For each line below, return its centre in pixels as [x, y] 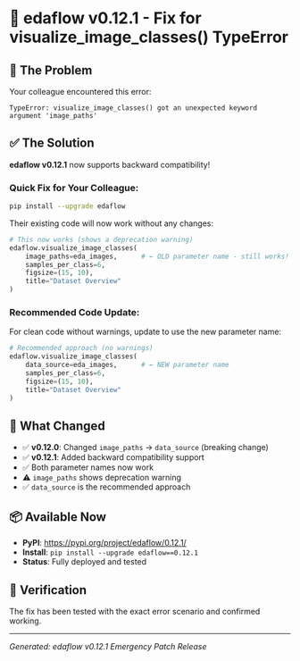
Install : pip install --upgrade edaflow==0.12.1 [110, 552]
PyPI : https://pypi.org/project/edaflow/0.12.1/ [104, 543]
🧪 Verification [48, 590]
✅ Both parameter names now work [88, 467]
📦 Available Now [58, 517]
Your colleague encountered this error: [80, 92]
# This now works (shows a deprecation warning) [101, 239]
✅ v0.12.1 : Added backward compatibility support [113, 457]
